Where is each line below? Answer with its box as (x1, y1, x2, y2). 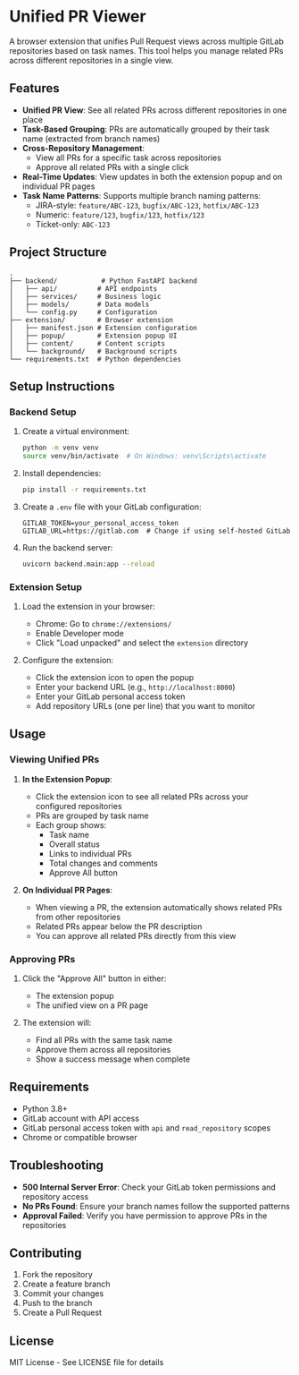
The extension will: (21, 1018, 92, 1029)
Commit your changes (21, 1288, 104, 1299)
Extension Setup (9, 580, 83, 593)
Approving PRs (9, 952, 76, 965)
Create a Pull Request (21, 1307, 103, 1318)
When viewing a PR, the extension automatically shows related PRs (35, 901, 283, 912)
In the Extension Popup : (21, 773, 113, 784)
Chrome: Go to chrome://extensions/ (35, 619, 172, 629)
